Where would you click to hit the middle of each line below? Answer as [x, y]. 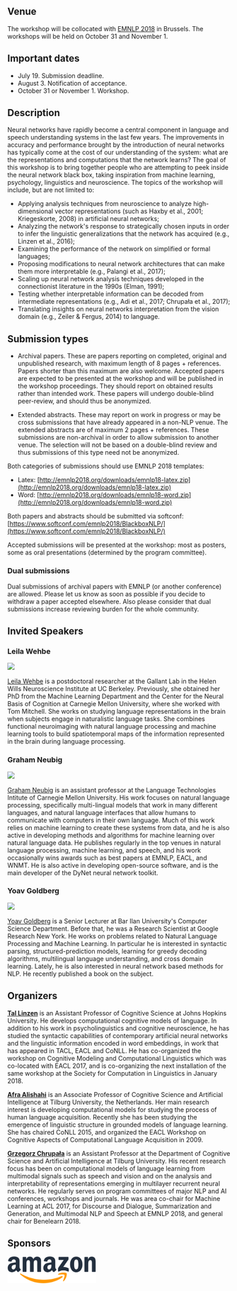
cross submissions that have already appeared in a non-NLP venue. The [123, 422]
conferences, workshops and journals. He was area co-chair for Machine [114, 1198]
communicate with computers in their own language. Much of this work [111, 820]
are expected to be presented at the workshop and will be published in [121, 379]
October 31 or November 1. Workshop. [73, 91]
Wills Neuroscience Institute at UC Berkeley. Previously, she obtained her [114, 689]
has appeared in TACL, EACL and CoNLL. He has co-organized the [104, 1050]
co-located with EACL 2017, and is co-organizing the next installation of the [117, 1066]
